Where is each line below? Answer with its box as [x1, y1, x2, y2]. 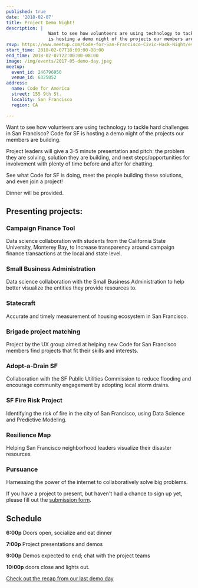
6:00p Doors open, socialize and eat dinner [6, 529, 112, 537]
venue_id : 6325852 [11, 74, 57, 80]
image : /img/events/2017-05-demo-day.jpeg [6, 58, 112, 64]
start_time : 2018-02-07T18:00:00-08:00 [6, 47, 104, 53]
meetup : [6, 63, 25, 70]
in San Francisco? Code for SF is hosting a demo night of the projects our [6, 129, 184, 137]
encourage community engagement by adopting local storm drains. [6, 382, 170, 389]
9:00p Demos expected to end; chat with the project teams [6, 552, 150, 559]
